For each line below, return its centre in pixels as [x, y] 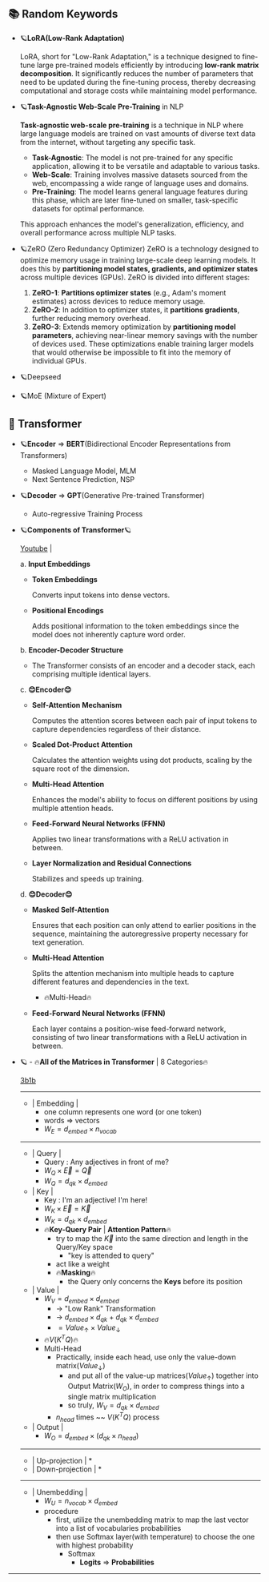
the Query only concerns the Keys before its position [155, 1281]
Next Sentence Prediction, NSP [83, 479]
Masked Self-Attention [70, 909]
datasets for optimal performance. [88, 208]
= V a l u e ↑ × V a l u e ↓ [90, 1328]
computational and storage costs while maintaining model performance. [139, 90]
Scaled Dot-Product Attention [82, 745]
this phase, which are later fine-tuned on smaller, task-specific [135, 200]
